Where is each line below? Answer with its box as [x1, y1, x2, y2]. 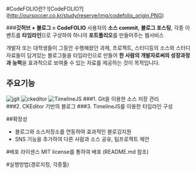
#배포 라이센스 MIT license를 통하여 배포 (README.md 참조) [6, 148, 149, 155]
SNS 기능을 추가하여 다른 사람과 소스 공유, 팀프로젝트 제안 [14, 135, 150, 142]
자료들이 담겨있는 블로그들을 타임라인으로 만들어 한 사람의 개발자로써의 [6, 52, 170, 58]
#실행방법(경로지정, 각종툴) [6, 160, 70, 168]
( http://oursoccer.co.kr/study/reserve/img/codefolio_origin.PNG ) [6, 12, 164, 19]
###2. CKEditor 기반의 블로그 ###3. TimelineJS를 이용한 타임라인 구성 [6, 102, 173, 110]
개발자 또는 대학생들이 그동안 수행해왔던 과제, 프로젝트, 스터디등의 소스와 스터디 [6, 44, 191, 51]
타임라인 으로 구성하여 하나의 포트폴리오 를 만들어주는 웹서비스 [21, 32, 164, 39]
